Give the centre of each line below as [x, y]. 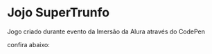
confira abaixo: [28, 44]
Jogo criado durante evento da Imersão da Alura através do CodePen [106, 31]
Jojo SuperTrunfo [58, 13]
